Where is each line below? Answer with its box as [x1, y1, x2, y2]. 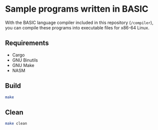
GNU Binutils [12, 57, 38, 63]
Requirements [5, 39, 49, 47]
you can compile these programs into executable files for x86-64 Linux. [5, 24, 150, 30]
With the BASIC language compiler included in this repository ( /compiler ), [5, 20, 154, 25]
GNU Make [12, 62, 35, 68]
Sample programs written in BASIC [5, 3, 149, 15]
